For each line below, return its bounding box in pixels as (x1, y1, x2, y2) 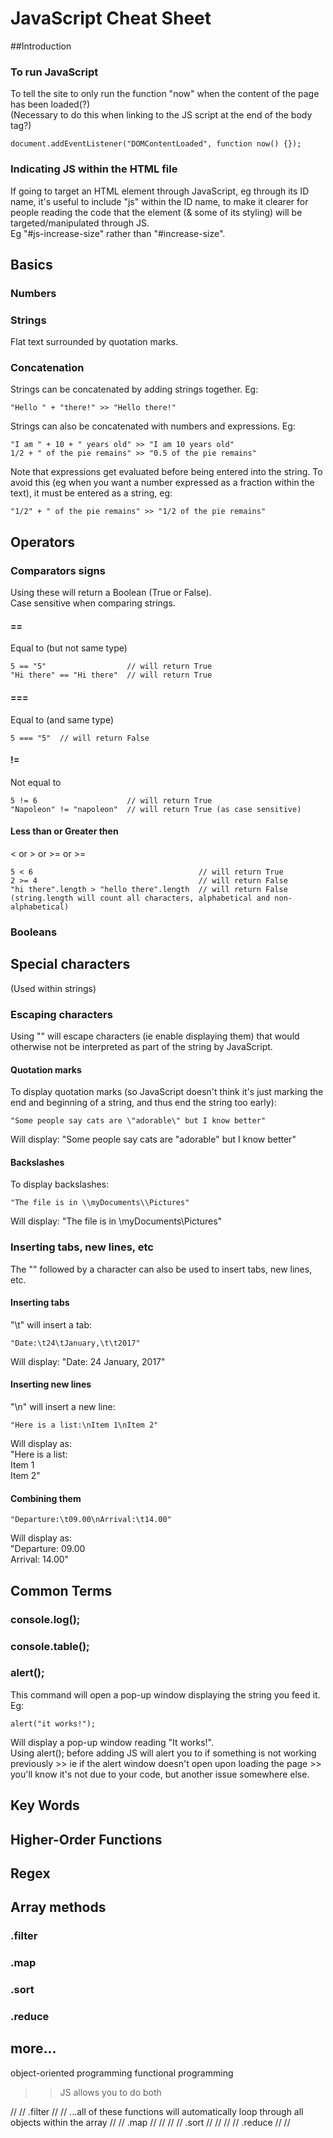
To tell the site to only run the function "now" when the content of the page (10, 88, 320, 100)
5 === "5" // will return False (10, 733, 150, 743)
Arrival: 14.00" (10, 1553, 70, 1566)
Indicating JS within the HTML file (10, 162, 178, 176)
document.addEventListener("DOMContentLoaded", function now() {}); (10, 139, 302, 149)
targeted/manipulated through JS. (10, 217, 150, 229)
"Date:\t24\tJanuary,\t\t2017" (10, 1338, 141, 1348)
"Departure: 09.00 (10, 1543, 86, 1555)
